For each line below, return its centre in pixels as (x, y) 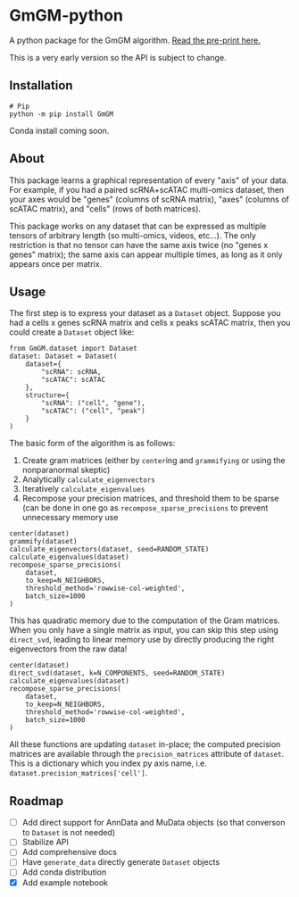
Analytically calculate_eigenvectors (89, 479)
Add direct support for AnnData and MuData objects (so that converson (154, 823)
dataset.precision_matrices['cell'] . (79, 773)
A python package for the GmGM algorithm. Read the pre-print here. (135, 40)
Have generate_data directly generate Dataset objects (121, 862)
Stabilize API (46, 842)
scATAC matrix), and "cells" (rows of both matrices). (105, 208)
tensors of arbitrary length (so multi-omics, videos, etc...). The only (133, 235)
